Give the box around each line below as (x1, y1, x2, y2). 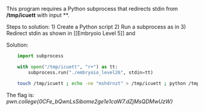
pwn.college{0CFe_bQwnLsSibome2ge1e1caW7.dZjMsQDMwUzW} (6, 98, 173, 105)
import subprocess (17, 53, 64, 59)
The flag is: (6, 91, 35, 98)
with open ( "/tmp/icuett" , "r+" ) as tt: (17, 63, 118, 70)
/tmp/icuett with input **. (6, 11, 70, 19)
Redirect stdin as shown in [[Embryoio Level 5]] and (6, 30, 135, 37)
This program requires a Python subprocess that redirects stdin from (6, 5, 178, 12)
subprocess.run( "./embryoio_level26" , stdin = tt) (28, 69, 154, 75)
